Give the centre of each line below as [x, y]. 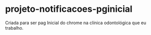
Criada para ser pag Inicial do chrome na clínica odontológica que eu [76, 23]
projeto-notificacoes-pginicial [69, 9]
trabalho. [14, 28]
